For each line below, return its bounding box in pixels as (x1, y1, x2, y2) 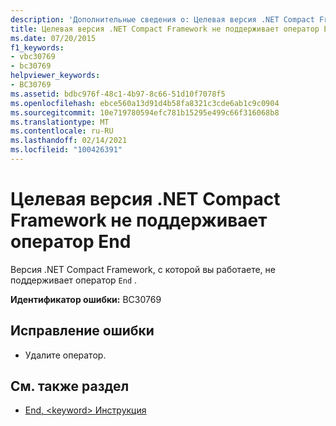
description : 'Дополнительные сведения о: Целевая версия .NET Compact (10, 14, 315, 25)
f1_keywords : (10, 42, 65, 53)
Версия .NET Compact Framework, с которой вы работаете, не (10, 263, 276, 275)
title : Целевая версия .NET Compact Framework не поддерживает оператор (10, 24, 320, 34)
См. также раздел (10, 378, 130, 395)
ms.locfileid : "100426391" (10, 145, 123, 155)
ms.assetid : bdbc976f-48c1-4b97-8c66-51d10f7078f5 (10, 89, 226, 99)
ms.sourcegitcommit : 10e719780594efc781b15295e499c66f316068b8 (10, 107, 280, 118)
